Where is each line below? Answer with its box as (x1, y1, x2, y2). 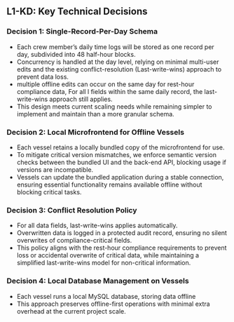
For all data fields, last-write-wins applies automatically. (16, 221, 178, 230)
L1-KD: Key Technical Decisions (6, 6, 148, 18)
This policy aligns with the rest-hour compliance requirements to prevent (16, 243, 227, 252)
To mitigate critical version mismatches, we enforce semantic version (16, 150, 216, 159)
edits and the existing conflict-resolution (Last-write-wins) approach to (16, 65, 222, 73)
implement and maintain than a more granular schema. (16, 109, 174, 118)
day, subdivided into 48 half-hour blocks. (16, 50, 136, 58)
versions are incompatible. (16, 165, 94, 174)
